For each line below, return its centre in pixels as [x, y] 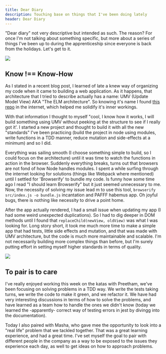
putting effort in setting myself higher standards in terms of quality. [74, 247]
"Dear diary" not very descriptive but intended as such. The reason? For [79, 33]
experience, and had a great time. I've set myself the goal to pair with [76, 336]
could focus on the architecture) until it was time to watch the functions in [80, 158]
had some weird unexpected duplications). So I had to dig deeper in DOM [80, 215]
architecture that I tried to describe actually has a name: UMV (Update [77, 96]
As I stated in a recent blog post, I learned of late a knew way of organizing [82, 86]
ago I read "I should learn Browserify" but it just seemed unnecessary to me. [83, 184]
